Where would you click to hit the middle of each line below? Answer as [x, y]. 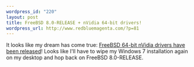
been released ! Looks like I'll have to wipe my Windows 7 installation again [97, 52]
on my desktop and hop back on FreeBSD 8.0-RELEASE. [75, 58]
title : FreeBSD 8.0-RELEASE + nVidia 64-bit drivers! [74, 23]
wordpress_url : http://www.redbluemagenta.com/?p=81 [73, 28]
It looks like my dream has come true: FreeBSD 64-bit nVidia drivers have [96, 45]
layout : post [22, 17]
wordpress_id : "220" [32, 12]
